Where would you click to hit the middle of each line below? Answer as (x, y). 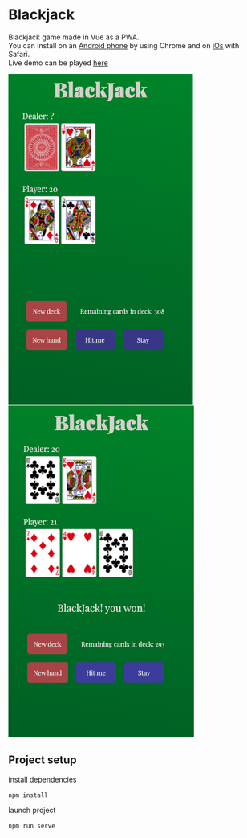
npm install (28, 795)
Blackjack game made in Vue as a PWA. (74, 37)
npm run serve (32, 826)
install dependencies (43, 779)
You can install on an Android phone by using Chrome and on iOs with (124, 45)
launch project (32, 810)
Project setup (43, 760)
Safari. (19, 54)
